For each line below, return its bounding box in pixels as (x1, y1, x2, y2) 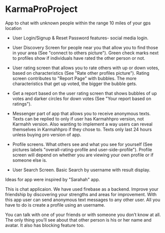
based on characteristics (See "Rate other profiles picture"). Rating (12, 70, 150, 76)
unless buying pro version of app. (12, 131, 82, 137)
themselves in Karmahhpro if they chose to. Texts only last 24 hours (12, 126, 152, 132)
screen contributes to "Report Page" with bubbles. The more (12, 75, 137, 81)
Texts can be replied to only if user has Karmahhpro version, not (12, 116, 144, 121)
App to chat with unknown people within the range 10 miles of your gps (5, 20, 151, 26)
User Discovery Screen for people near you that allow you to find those (12, 44, 158, 50)
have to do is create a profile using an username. (5, 202, 105, 208)
